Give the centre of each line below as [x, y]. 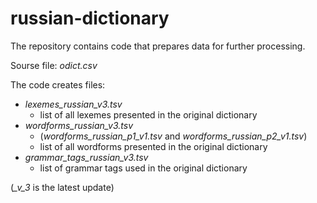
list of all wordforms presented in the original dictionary [153, 146]
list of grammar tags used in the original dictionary [143, 168]
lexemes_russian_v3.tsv [73, 104]
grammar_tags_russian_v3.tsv [86, 157]
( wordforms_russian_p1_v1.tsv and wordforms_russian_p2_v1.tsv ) [173, 136]
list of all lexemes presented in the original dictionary [148, 114]
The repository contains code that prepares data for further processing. [158, 46]
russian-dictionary [90, 18]
